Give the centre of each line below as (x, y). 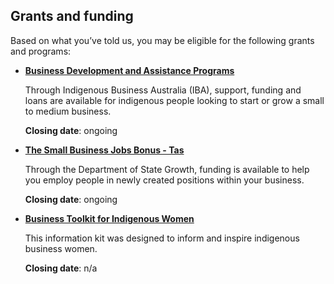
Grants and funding (72, 16)
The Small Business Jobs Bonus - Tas (104, 150)
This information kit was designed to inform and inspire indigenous (162, 238)
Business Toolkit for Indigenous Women (109, 218)
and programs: (41, 51)
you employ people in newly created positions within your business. (164, 180)
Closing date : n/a (61, 268)
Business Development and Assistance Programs (129, 70)
